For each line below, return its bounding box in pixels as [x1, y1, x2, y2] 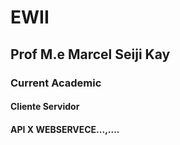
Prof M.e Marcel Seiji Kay [10, 46, 171, 63]
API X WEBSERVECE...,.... [10, 123, 120, 135]
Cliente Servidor [10, 101, 80, 113]
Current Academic [10, 76, 102, 90]
